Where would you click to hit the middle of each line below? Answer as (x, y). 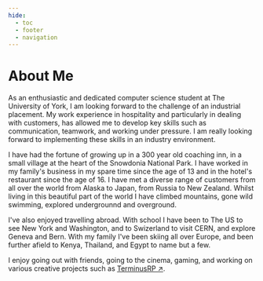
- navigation (37, 37)
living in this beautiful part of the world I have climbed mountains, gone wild (131, 196)
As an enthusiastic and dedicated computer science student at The (117, 98)
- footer (29, 30)
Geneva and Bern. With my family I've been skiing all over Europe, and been (131, 237)
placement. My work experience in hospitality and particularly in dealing (125, 115)
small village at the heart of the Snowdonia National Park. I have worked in (128, 163)
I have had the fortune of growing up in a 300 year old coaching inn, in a (125, 155)
